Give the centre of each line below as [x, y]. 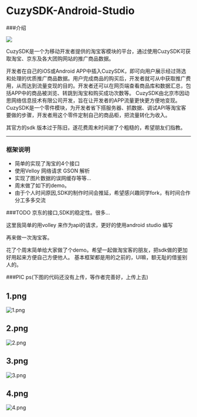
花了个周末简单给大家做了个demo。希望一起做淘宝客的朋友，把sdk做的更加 [97, 250]
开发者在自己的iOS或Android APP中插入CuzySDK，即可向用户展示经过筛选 [96, 71]
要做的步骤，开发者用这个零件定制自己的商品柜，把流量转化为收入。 [88, 115]
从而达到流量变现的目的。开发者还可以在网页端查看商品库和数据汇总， [101, 86]
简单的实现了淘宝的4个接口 [47, 164]
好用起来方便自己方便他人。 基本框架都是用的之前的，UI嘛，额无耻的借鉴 [94, 257]
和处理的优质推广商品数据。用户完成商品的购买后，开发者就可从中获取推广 [96, 78]
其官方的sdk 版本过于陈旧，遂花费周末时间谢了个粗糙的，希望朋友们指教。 [96, 127]
